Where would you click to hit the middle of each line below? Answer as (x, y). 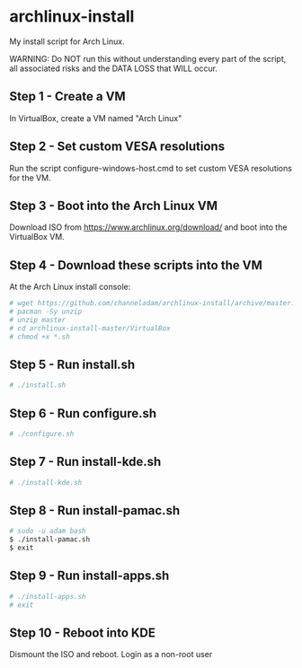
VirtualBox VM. (37, 237)
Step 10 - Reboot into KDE (82, 633)
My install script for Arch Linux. (67, 41)
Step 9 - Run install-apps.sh (89, 576)
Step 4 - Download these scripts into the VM (136, 265)
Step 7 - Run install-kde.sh (85, 462)
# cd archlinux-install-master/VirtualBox (90, 328)
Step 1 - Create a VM (67, 97)
